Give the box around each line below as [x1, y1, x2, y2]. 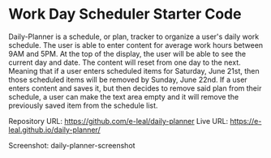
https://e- [230, 116, 262, 126]
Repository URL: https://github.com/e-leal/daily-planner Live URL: [8, 116, 229, 126]
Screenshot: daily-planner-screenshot [8, 140, 135, 150]
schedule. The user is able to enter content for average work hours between [8, 40, 264, 49]
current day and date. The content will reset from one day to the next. [8, 58, 241, 67]
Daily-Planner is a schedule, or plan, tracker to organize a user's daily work [8, 32, 260, 41]
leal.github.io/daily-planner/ [8, 125, 101, 135]
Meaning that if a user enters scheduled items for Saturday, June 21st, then [8, 66, 260, 75]
